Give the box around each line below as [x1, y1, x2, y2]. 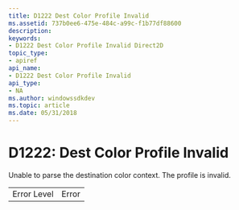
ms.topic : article [8, 101, 70, 109]
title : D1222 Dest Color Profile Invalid [8, 11, 150, 20]
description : [8, 27, 52, 35]
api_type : [8, 79, 42, 87]
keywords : [8, 34, 42, 43]
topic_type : [8, 49, 48, 57]
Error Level [12, 188, 54, 200]
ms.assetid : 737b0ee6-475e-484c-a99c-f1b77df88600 [8, 19, 182, 27]
